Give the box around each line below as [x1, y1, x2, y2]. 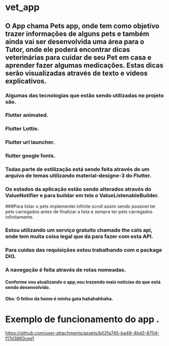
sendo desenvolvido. [5, 284, 50, 290]
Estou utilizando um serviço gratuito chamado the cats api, [5, 226, 153, 234]
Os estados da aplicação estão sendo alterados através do [5, 186, 151, 193]
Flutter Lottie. [5, 125, 39, 132]
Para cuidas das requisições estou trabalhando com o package [5, 247, 162, 254]
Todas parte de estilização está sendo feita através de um [5, 166, 150, 173]
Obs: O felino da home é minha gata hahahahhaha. [5, 296, 114, 302]
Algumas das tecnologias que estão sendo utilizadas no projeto [5, 92, 164, 99]
